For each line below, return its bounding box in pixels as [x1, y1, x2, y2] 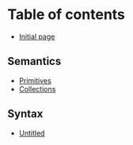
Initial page [18, 32, 55, 41]
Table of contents [7, 6, 126, 24]
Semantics [7, 55, 62, 68]
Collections [18, 84, 56, 93]
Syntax [7, 107, 44, 120]
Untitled [18, 128, 45, 138]
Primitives [18, 75, 52, 85]
